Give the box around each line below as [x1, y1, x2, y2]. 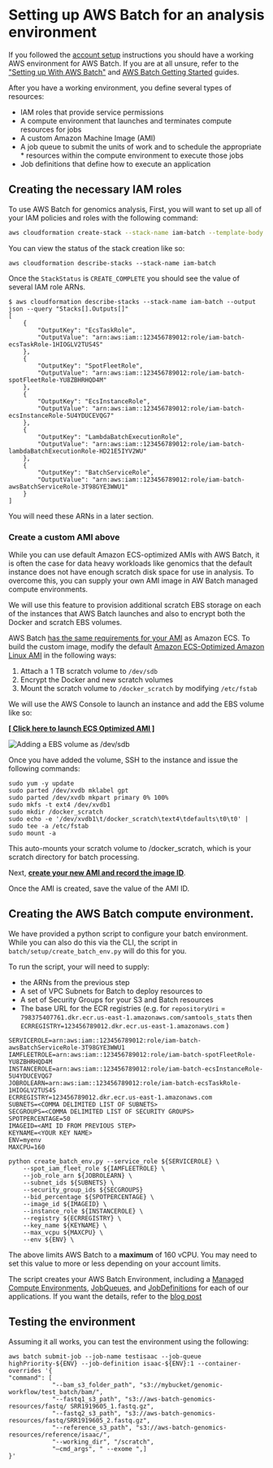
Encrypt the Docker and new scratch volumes [19, 675, 173, 684]
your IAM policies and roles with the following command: [8, 213, 199, 223]
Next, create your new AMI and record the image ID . [8, 867, 186, 877]
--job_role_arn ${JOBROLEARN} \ [23, 1171, 132, 1179]
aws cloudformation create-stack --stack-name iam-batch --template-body [8, 228, 264, 237]
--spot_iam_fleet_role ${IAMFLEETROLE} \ [23, 1164, 165, 1172]
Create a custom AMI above [8, 531, 120, 542]
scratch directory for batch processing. [8, 852, 140, 862]
